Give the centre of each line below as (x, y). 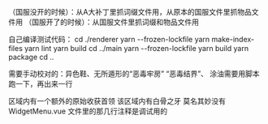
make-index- (233, 39)
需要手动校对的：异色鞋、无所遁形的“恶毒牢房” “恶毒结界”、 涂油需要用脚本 (134, 74)
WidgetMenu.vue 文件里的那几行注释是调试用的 (88, 111)
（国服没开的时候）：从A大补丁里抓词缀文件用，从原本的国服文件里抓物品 (130, 12)
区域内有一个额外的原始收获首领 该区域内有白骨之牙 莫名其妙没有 (117, 101)
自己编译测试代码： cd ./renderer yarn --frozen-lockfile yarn (109, 39)
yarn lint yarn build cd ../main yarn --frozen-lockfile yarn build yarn (136, 48)
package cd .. (31, 57)
